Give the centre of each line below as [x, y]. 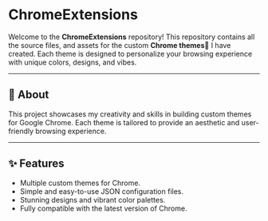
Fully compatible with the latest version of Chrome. [103, 208]
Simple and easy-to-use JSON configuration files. [102, 191]
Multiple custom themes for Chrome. [80, 183]
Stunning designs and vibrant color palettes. [93, 199]
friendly [21, 131]
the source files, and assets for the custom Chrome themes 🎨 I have [120, 45]
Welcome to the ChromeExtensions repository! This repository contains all [132, 37]
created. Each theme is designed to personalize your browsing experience [130, 53]
